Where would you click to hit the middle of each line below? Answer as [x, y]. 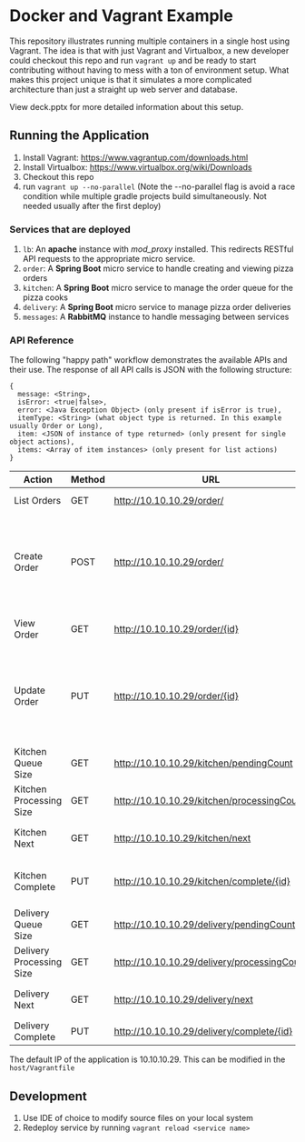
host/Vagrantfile [42, 1068]
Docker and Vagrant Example [121, 16]
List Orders [38, 501]
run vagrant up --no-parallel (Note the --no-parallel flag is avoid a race [159, 186]
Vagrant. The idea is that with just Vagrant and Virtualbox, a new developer [149, 50]
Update [30, 690]
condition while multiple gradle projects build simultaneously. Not [145, 195]
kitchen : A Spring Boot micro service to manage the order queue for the [157, 288]
